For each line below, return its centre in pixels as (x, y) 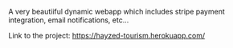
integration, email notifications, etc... (69, 20)
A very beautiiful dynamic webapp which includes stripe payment (117, 12)
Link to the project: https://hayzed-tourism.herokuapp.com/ (107, 36)
